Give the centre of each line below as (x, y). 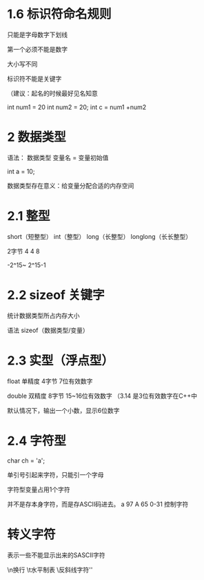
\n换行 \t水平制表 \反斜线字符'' (50, 570)
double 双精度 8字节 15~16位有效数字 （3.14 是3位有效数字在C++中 (102, 396)
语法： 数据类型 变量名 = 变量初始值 (58, 157)
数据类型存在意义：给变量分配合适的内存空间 (71, 185)
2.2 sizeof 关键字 (56, 295)
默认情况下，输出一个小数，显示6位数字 (63, 410)
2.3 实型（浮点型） (61, 360)
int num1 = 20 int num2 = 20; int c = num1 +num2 (77, 107)
